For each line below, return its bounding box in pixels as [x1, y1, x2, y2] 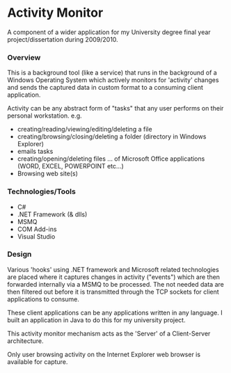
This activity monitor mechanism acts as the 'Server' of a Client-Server [7, 329, 211, 338]
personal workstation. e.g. [7, 111, 82, 120]
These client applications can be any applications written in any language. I [7, 308, 223, 317]
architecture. [7, 336, 44, 345]
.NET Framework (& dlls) [17, 210, 88, 219]
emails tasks [17, 148, 54, 156]
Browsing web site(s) [17, 169, 79, 178]
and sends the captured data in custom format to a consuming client [7, 84, 204, 92]
